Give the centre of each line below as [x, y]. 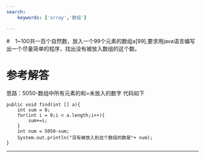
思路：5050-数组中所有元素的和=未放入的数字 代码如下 [75, 93]
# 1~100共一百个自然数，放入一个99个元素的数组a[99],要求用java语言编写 [101, 41]
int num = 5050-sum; [43, 131]
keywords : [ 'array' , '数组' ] [52, 18]
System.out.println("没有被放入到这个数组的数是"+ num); [85, 138]
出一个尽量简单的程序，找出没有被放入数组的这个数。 [73, 49]
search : [16, 12]
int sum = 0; [34, 110]
